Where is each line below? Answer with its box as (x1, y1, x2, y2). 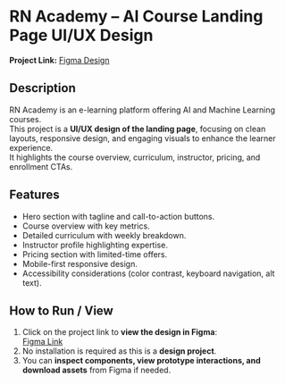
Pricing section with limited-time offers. (21, 248, 168, 260)
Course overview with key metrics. (21, 221, 150, 231)
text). (21, 277, 42, 288)
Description (9, 80, 76, 96)
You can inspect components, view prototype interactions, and (21, 355, 261, 366)
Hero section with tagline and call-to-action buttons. (21, 211, 215, 221)
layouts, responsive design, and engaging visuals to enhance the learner (9, 132, 276, 144)
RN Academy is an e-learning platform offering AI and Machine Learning (9, 104, 275, 115)
